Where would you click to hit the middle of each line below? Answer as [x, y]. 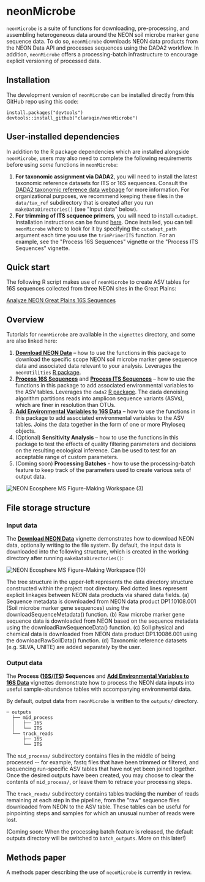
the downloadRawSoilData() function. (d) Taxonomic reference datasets [97, 640]
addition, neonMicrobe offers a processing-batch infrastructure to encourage [102, 54]
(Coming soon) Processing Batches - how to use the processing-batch [105, 463]
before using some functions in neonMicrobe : [62, 164]
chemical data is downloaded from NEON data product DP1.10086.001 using [102, 634]
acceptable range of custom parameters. [67, 457]
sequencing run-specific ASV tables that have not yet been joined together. [102, 769]
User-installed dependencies [63, 137]
